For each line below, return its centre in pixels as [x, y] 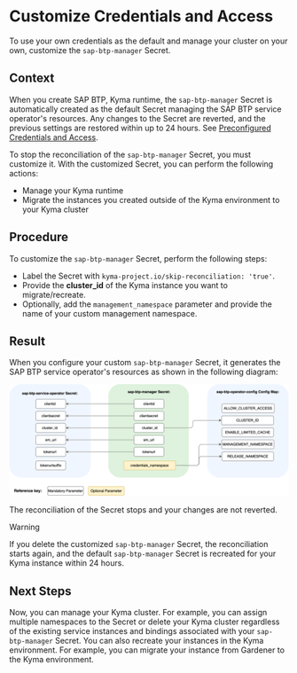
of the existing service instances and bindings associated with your [132, 631]
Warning [24, 527]
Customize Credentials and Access [141, 16]
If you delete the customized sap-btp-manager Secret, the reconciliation [139, 544]
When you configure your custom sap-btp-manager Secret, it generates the [145, 363]
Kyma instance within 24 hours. [66, 563]
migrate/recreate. [54, 294]
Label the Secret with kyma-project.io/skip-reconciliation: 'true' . [148, 276]
